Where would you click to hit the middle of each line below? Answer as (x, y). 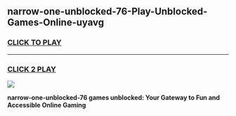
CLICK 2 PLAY (32, 69)
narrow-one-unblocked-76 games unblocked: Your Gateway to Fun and (113, 97)
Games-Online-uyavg (56, 23)
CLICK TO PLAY (34, 43)
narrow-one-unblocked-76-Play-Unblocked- (107, 12)
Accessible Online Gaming (47, 105)
